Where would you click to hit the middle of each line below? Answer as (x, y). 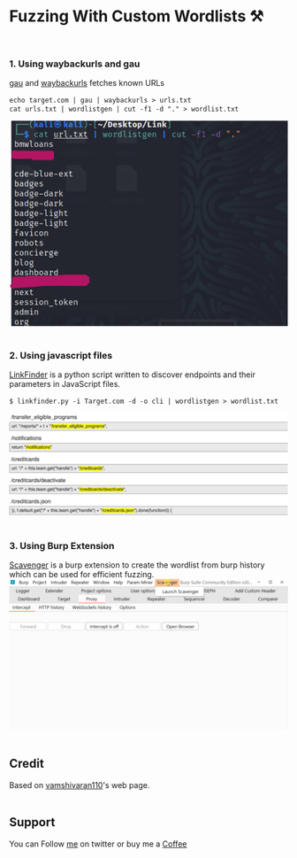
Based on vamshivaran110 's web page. (80, 785)
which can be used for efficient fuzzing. (82, 575)
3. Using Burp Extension (62, 545)
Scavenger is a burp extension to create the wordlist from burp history (137, 565)
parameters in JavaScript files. (65, 383)
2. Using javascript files (61, 355)
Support (32, 822)
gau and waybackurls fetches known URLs (87, 83)
